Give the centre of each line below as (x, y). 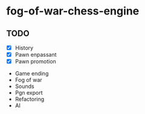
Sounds (24, 86)
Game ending (32, 74)
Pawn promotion (35, 62)
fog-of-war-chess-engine (73, 11)
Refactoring (30, 99)
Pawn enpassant (36, 55)
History (24, 48)
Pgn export (29, 93)
